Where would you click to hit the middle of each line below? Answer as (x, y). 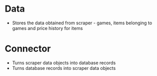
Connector (28, 49)
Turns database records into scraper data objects (64, 68)
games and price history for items (48, 28)
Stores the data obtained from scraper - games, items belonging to (82, 23)
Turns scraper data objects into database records (64, 63)
